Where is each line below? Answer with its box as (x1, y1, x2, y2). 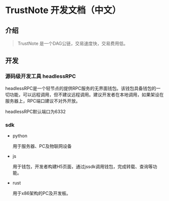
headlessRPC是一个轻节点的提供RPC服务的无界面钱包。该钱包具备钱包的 (5, 85, 156, 91)
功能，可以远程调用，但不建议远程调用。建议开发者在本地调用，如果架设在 (9, 91, 164, 97)
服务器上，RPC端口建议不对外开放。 (5, 97, 80, 104)
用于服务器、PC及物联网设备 (12, 143, 72, 149)
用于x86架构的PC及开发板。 (12, 190, 71, 196)
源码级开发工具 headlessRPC (5, 73, 76, 80)
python (12, 133, 28, 139)
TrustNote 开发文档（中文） (5, 5, 121, 16)
